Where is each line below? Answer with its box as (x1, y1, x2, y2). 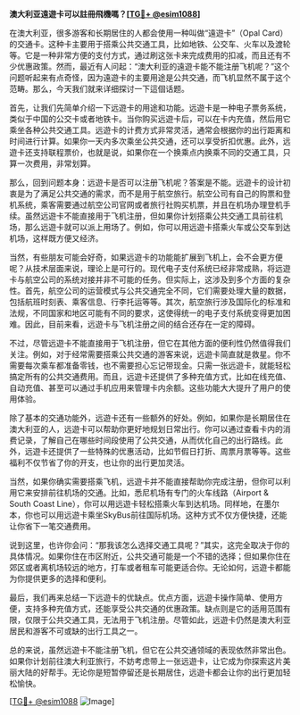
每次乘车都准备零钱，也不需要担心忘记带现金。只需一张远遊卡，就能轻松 (24, 361, 291, 370)
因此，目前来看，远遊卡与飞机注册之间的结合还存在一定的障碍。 (24, 319, 260, 329)
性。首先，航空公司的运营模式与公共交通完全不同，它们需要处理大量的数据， (9, 286, 291, 295)
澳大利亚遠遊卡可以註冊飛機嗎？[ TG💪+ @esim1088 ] (9, 9, 201, 19)
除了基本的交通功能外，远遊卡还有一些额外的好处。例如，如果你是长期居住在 (9, 412, 291, 423)
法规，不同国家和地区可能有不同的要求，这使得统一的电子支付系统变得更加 (9, 308, 283, 318)
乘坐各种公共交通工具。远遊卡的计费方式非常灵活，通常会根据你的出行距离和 (9, 125, 291, 135)
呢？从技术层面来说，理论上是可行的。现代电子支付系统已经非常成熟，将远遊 (9, 263, 291, 273)
